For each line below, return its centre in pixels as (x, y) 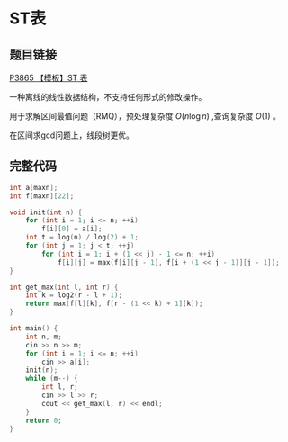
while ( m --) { (52, 379)
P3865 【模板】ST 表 (49, 78)
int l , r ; (60, 387)
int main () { (34, 329)
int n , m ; (44, 337)
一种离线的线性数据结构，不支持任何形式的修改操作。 (108, 97)
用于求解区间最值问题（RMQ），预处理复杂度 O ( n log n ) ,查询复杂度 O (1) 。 (145, 116)
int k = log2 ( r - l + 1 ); (74, 295)
